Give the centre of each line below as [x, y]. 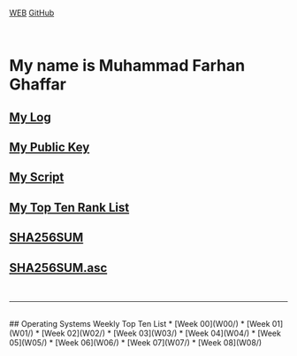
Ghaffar [38, 85]
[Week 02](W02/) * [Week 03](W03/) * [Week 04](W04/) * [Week [161, 333]
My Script [37, 178]
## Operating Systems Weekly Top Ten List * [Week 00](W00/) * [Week [140, 323]
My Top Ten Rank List [69, 207]
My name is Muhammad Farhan [127, 66]
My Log [30, 117]
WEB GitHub [32, 13]
